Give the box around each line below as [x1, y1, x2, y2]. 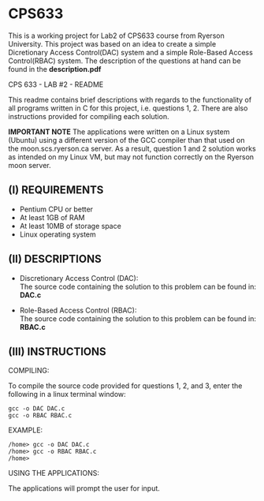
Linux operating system [19, 230, 96, 239]
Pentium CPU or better [19, 204, 93, 214]
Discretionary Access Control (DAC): [19, 273, 139, 282]
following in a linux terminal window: [8, 390, 126, 399]
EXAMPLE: [8, 425, 43, 435]
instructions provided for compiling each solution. [8, 111, 169, 121]
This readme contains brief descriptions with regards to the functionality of [8, 95, 252, 104]
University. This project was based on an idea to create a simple [8, 39, 217, 48]
